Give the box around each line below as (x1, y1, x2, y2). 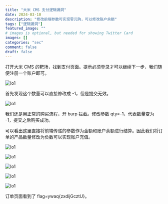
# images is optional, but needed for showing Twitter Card (5, 31, 133, 36)
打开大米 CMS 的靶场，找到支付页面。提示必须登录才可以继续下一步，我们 (5, 64, 158, 70)
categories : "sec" (5, 40, 43, 45)
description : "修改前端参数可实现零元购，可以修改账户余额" (5, 17, 117, 22)
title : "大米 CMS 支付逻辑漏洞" (5, 7, 66, 13)
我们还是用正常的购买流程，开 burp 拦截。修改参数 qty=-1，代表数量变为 (5, 111, 154, 117)
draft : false (5, 49, 32, 54)
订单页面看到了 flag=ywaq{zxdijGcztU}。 (5, 193, 89, 199)
